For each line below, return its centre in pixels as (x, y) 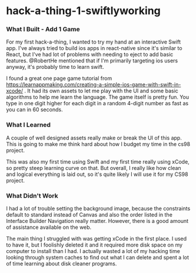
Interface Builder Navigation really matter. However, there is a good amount (97, 221)
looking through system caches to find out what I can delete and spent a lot (98, 258)
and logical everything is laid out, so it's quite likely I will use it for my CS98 (97, 174)
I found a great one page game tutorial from (59, 78)
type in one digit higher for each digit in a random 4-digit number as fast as (97, 104)
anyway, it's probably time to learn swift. (55, 67)
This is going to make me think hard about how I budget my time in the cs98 (98, 144)
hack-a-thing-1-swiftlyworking (83, 11)
